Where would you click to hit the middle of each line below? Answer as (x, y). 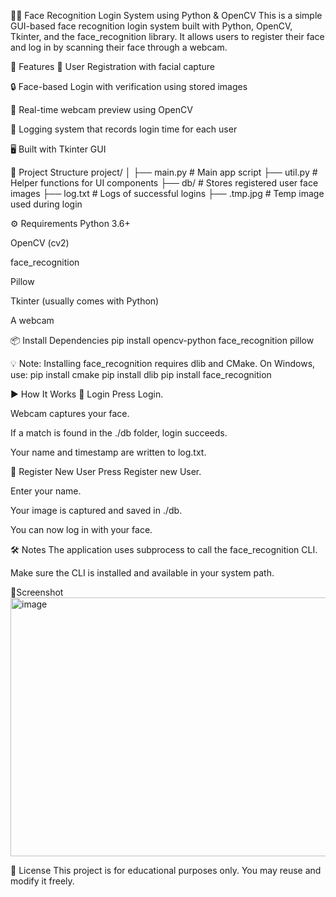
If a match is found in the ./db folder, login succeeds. (119, 433)
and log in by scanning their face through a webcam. (119, 47)
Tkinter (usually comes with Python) (85, 301)
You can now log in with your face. (81, 529)
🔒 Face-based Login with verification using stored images (129, 86)
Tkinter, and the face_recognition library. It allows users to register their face (167, 36)
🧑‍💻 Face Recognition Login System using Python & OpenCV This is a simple (166, 15)
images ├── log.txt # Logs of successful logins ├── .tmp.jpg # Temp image (167, 193)
